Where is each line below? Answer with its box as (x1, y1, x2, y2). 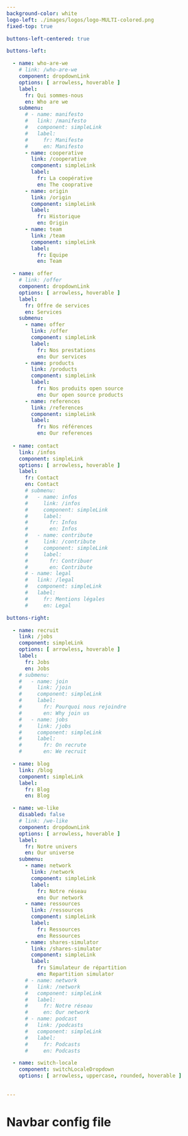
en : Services (24, 308, 62, 316)
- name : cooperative (24, 149, 84, 157)
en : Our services (36, 353, 87, 360)
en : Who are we (24, 98, 69, 105)
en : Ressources (36, 932, 80, 939)
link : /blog (19, 767, 53, 774)
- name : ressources (24, 901, 80, 907)
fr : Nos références (36, 424, 93, 430)
